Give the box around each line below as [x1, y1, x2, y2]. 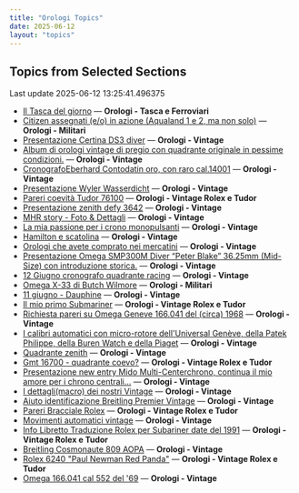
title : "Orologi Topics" [9, 13, 104, 23]
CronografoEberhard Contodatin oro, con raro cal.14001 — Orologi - [22, 164, 277, 175]
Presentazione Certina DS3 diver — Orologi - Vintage [22, 135, 224, 146]
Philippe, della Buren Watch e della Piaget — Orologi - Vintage [22, 337, 257, 348]
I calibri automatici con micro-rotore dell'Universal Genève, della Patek [22, 328, 287, 339]
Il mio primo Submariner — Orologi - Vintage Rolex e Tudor [22, 299, 246, 310]
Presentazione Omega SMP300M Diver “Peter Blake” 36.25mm [22, 251, 259, 262]
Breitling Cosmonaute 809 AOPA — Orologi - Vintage [22, 444, 224, 455]
